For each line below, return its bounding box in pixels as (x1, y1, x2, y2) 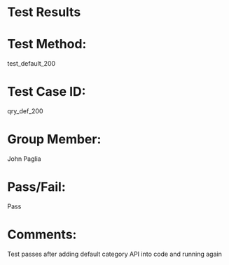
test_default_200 (7, 59, 56, 68)
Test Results (7, 4, 81, 20)
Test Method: (7, 36, 87, 52)
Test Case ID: (7, 84, 86, 100)
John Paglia (7, 155, 41, 163)
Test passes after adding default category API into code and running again (7, 250, 222, 258)
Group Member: (7, 131, 102, 148)
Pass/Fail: (7, 179, 67, 195)
